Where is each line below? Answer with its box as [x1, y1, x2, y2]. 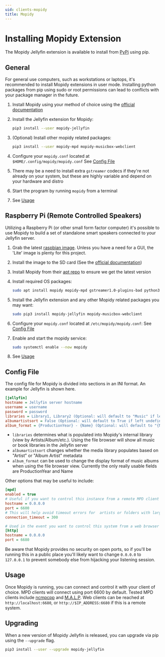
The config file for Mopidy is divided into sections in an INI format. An [5, 381, 146, 387]
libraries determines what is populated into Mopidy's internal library [12, 432, 153, 438]
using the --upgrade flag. [5, 637, 55, 643]
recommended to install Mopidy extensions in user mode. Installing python [5, 82, 156, 87]
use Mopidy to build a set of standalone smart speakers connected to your [5, 229, 156, 236]
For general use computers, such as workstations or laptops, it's [5, 77, 135, 83]
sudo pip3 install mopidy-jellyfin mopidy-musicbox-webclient [12, 312, 142, 316]
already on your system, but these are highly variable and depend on [12, 173, 152, 179]
